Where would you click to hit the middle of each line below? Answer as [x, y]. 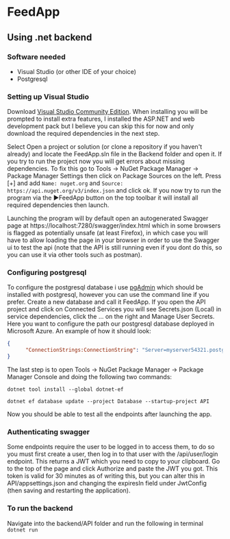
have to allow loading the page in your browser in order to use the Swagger [113, 240]
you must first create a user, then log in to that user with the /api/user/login [113, 454]
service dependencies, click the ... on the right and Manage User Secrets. [111, 317]
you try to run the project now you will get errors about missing [96, 161]
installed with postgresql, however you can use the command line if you [108, 295]
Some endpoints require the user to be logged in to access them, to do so [111, 447]
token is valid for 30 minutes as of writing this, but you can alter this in [106, 476]
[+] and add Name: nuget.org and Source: [65, 183]
